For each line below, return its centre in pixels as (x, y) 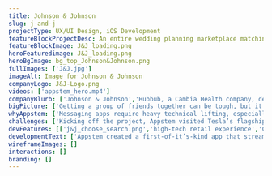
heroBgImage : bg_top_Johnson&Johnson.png (79, 62)
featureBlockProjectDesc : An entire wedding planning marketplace (123, 39)
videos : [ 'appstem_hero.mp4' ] (59, 91)
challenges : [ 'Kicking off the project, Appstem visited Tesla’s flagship (137, 122)
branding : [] (30, 159)
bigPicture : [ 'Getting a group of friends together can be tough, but (130, 106)
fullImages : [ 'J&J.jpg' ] (50, 69)
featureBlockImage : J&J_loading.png (70, 46)
